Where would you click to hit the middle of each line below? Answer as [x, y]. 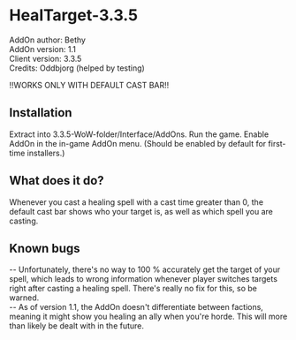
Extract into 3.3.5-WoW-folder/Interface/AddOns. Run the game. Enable [139, 134]
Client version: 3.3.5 [46, 58]
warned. [24, 298]
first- [277, 143]
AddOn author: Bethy [48, 40]
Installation [41, 113]
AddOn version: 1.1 [43, 49]
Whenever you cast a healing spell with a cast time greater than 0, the [136, 202]
